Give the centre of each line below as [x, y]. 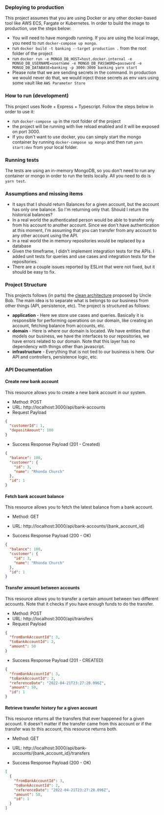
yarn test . [16, 181]
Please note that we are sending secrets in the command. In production [84, 73]
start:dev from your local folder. [45, 147]
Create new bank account [32, 381]
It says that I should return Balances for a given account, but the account [85, 204]
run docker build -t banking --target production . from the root [79, 49]
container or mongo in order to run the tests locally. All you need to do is [78, 176]
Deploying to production [35, 7]
